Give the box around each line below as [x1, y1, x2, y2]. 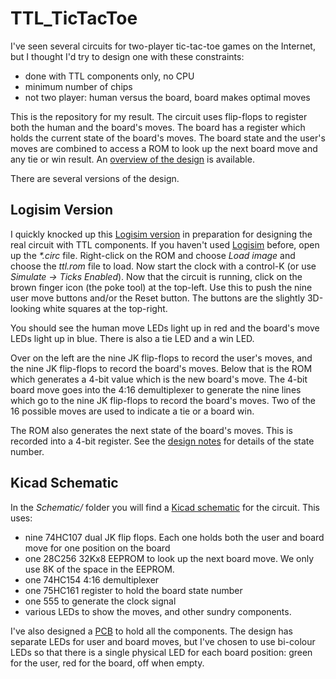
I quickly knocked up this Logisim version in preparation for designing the [10, 228, 313, 240]
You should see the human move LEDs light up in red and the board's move [10, 322, 320, 334]
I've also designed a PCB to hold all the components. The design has [10, 625, 294, 637]
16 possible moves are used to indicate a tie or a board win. [10, 405, 255, 417]
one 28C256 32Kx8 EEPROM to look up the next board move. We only [24, 552, 315, 564]
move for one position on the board [24, 542, 171, 554]
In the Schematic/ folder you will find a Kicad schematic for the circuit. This [10, 501, 320, 513]
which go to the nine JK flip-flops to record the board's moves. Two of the [10, 394, 316, 406]
